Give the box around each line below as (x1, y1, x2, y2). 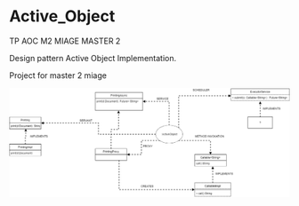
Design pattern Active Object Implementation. (9, 52, 176, 63)
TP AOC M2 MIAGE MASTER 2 (9, 36, 121, 46)
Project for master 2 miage (9, 69, 107, 81)
